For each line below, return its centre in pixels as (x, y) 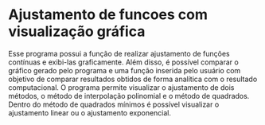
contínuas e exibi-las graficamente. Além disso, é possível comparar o (123, 62)
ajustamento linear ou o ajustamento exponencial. (90, 112)
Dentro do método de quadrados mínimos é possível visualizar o (114, 104)
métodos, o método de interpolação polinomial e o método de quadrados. (129, 96)
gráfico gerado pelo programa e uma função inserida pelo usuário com (125, 70)
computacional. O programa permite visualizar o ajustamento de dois (121, 87)
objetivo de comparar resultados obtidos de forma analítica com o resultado (133, 79)
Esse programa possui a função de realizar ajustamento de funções (119, 53)
